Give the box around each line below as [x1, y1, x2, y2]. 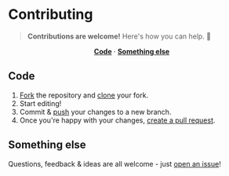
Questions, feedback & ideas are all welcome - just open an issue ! [8, 159, 221, 168]
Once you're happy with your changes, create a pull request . [19, 115, 216, 125]
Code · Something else [93, 46, 170, 56]
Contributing [8, 5, 93, 24]
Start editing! [19, 98, 62, 108]
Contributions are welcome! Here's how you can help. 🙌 [27, 31, 212, 41]
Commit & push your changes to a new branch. [19, 107, 172, 116]
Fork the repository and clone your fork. [19, 90, 149, 100]
